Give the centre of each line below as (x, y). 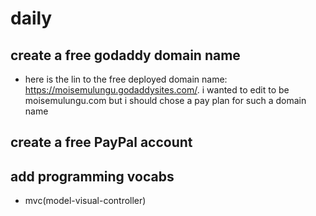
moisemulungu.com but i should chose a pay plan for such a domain (165, 100)
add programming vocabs (92, 176)
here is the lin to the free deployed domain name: (126, 79)
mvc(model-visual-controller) (85, 201)
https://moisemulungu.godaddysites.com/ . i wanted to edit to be (157, 90)
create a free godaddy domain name (125, 55)
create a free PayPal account (101, 142)
